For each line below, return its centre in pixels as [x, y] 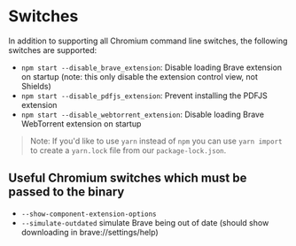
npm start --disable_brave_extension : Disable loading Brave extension [152, 67]
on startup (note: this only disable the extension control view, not [140, 76]
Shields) [36, 86]
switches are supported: [53, 50]
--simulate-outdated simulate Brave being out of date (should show [145, 222]
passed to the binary [66, 192]
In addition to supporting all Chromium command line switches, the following [148, 41]
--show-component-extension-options [89, 214]
